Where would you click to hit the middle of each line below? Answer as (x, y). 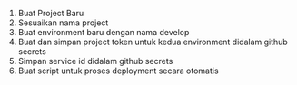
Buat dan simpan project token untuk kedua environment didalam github (153, 42)
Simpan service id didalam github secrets (95, 61)
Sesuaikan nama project (63, 23)
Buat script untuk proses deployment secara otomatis (119, 71)
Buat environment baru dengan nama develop (104, 32)
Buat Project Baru (51, 13)
